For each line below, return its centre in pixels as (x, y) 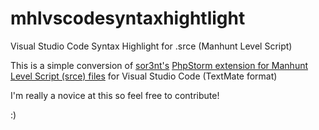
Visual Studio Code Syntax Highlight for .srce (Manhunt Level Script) (151, 46)
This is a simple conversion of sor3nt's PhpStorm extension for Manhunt (159, 65)
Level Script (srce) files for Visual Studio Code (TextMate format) (144, 76)
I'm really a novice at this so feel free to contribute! (115, 95)
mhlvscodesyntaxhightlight (128, 18)
